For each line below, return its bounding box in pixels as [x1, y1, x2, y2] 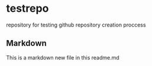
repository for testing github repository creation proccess [6, 21, 146, 28]
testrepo [6, 2, 49, 15]
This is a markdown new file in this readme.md [6, 54, 119, 61]
